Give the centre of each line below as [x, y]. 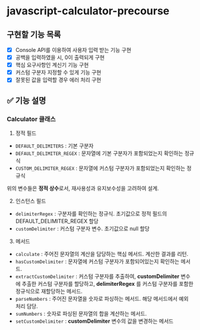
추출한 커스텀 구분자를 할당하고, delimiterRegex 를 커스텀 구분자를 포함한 [108, 284]
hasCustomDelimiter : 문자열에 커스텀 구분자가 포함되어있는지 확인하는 [97, 261]
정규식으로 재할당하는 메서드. [49, 291]
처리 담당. [26, 306]
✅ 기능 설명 [26, 101]
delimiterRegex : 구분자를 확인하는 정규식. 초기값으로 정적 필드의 [91, 214]
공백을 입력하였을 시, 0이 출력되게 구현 [60, 57]
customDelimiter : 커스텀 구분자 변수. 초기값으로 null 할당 [82, 229]
